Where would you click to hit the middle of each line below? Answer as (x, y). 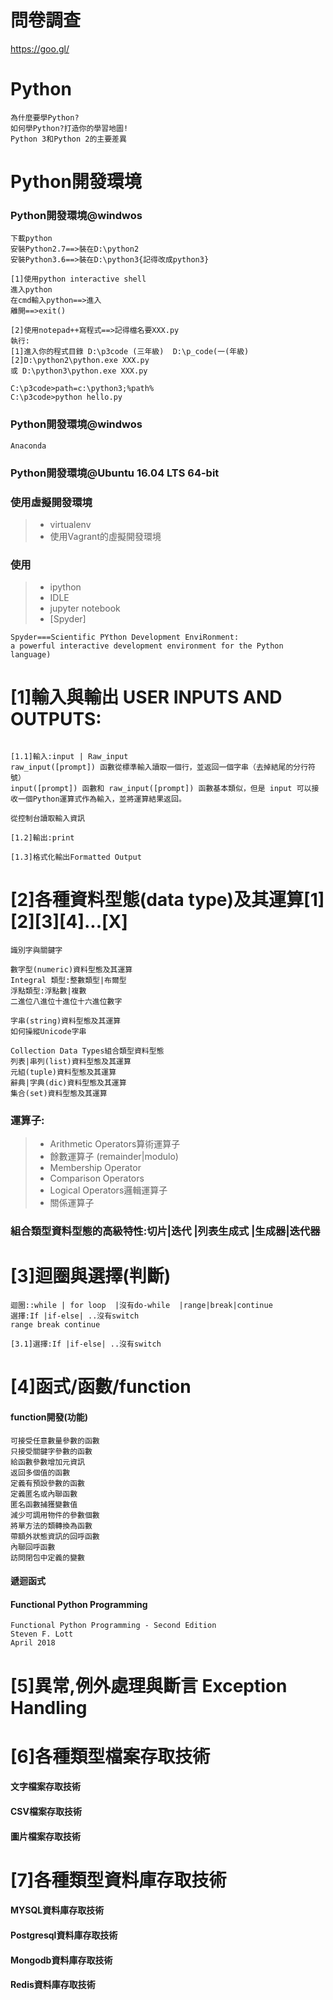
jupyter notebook (85, 608)
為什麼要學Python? (45, 117)
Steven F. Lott (42, 1634)
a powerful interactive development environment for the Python (147, 646)
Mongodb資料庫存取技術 (61, 1960)
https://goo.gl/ (40, 48)
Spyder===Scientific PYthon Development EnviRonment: (125, 637)
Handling (49, 1707)
